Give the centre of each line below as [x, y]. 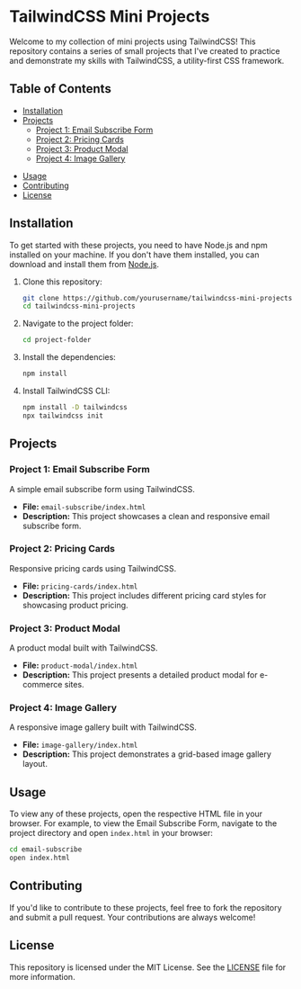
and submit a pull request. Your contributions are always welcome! [133, 917]
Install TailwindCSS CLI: [66, 391]
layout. [35, 764]
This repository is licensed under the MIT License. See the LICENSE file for [148, 967]
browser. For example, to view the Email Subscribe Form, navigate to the [143, 823]
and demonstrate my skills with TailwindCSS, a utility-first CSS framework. [147, 60]
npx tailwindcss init [62, 416]
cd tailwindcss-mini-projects [79, 306]
